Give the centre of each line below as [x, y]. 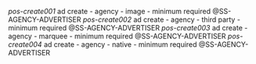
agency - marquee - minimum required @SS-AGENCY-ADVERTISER [117, 36]
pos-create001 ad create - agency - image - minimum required [110, 11]
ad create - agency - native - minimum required [120, 44]
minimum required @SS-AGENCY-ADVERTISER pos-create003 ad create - [128, 28]
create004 [25, 44]
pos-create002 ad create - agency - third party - [162, 20]
